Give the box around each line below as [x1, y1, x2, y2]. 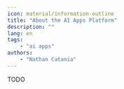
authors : [7, 50, 33, 57]
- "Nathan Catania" [20, 56, 77, 63]
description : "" [7, 23, 55, 30]
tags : [7, 36, 23, 43]
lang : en [7, 29, 33, 37]
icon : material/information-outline [7, 10, 114, 18]
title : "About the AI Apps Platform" [7, 17, 118, 24]
